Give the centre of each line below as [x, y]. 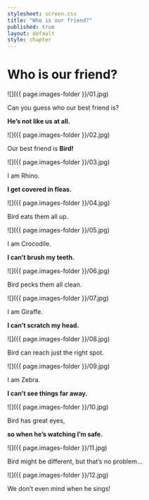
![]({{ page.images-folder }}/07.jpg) [58, 298]
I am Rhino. [24, 176]
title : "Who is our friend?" [50, 20]
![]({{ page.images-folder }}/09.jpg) [59, 367]
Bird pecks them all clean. [45, 284]
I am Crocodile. [29, 244]
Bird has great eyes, [36, 421]
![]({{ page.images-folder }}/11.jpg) [57, 448]
